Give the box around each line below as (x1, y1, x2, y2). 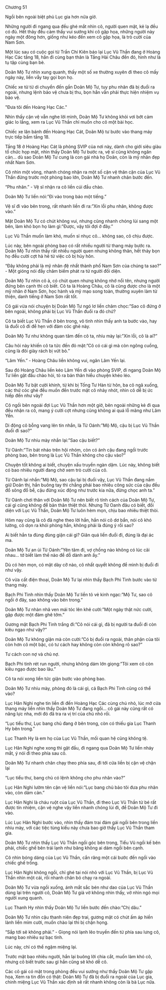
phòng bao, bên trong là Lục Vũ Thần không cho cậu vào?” (5, 452, 126, 458)
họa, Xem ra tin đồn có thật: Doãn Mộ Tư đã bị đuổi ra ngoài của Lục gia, (5, 974, 154, 980)
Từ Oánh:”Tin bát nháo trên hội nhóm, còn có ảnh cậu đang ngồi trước (5, 447, 149, 453)
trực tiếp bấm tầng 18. (5, 134, 50, 140)
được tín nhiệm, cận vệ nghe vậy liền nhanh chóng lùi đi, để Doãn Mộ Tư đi (5, 805, 158, 810)
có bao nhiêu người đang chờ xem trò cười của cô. (5, 467, 108, 473)
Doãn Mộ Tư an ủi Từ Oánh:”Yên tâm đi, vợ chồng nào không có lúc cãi (5, 547, 150, 553)
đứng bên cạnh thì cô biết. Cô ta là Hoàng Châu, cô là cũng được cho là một (5, 283, 160, 289)
